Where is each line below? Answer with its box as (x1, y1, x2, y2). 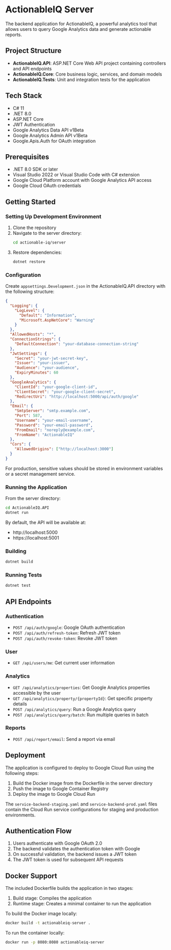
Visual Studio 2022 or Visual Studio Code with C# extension (12, 172, 140, 178)
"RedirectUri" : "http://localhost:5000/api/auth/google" (14, 394, 139, 399)
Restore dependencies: (12, 249, 62, 255)
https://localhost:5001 (12, 534, 59, 541)
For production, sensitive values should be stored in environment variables (5, 465, 163, 471)
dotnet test (5, 583, 31, 588)
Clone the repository (12, 225, 56, 231)
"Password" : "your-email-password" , (14, 422, 93, 427)
